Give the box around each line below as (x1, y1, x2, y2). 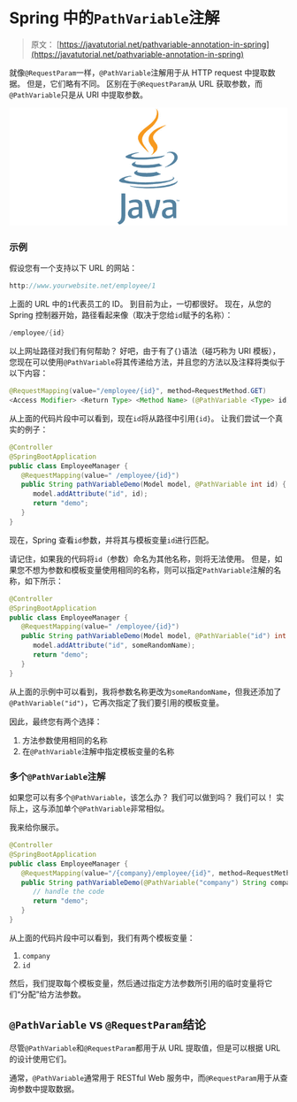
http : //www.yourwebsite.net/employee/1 (9, 281, 156, 290)
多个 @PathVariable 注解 (9, 770, 106, 782)
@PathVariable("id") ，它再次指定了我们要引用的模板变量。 (9, 697, 225, 708)
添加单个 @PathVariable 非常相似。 (47, 803, 170, 813)
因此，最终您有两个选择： (9, 716, 103, 727)
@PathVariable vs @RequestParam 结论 (9, 1017, 206, 1032)
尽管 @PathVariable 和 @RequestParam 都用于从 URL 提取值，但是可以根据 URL (9, 1042, 281, 1053)
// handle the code (32, 887, 104, 897)
